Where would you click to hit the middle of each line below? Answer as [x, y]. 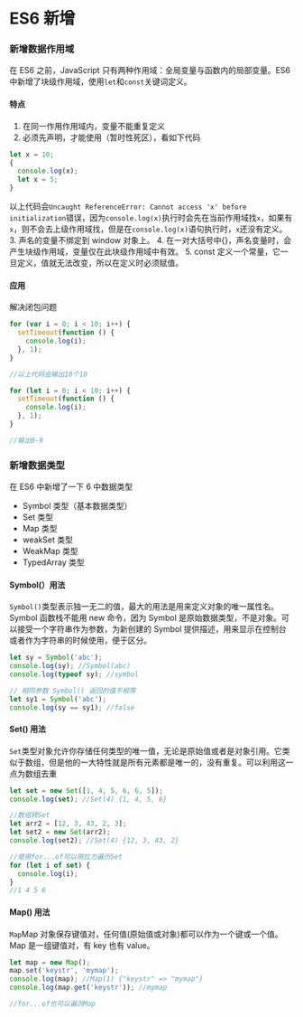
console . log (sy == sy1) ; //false [72, 707]
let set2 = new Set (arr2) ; [60, 833]
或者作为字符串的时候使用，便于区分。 [80, 640]
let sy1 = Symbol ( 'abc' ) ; [58, 699]
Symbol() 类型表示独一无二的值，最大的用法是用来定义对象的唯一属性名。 [144, 607]
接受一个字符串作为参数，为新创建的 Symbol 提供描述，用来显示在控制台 [151, 629]
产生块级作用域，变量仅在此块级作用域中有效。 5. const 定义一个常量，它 [145, 252]
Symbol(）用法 [37, 585]
